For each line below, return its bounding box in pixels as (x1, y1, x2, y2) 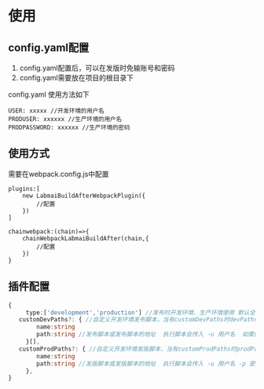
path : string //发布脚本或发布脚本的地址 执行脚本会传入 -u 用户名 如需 (36, 331, 255, 339)
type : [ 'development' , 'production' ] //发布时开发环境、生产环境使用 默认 (25, 308, 250, 317)
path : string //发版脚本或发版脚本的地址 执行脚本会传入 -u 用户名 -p (36, 359, 246, 368)
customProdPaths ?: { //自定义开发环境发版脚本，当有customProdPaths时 (18, 345, 237, 353)
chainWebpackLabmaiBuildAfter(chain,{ (22, 234, 149, 242)
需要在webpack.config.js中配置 (8, 169, 109, 178)
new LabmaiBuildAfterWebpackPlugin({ (22, 192, 146, 200)
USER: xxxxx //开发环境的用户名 (8, 107, 104, 115)
